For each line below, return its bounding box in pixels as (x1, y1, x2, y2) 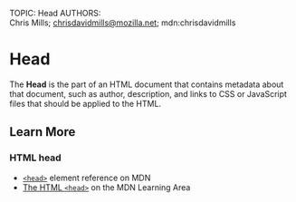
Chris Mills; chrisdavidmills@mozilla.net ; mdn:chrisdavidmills (9, 17, 236, 28)
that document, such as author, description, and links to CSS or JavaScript (9, 88, 288, 99)
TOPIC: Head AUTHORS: (9, 8, 101, 18)
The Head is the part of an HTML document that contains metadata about (9, 79, 284, 90)
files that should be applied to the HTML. (9, 98, 161, 109)
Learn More (9, 124, 76, 139)
